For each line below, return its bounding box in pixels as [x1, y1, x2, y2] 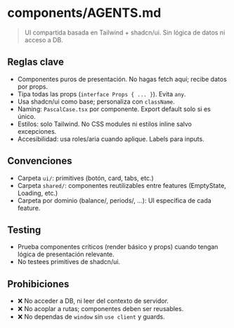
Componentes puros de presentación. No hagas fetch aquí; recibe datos [17, 75, 227, 83]
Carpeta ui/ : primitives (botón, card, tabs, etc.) [17, 174, 155, 182]
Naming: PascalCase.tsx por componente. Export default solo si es [17, 104, 211, 113]
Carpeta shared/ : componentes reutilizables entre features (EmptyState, [17, 181, 226, 189]
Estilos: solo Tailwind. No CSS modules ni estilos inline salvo [17, 120, 192, 128]
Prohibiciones [7, 278, 70, 290]
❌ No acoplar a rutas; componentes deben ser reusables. [17, 305, 184, 313]
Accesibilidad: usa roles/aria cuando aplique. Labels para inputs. [17, 134, 205, 143]
